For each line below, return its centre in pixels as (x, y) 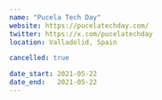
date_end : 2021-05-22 (53, 82)
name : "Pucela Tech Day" (55, 17)
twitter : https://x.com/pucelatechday (81, 34)
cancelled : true (39, 58)
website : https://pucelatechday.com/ (79, 26)
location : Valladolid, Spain (63, 42)
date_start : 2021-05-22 (53, 74)
